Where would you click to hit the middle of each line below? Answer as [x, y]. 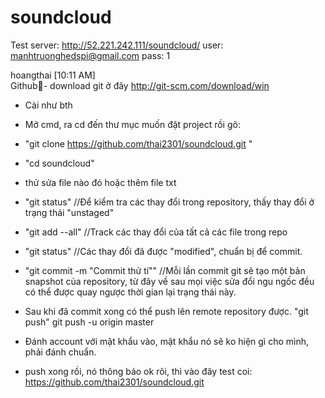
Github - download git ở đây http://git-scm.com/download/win [140, 85]
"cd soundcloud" [59, 163]
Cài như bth [48, 105]
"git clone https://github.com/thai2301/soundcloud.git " [138, 143]
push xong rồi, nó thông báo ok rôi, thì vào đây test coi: [138, 371]
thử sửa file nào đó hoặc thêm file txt [100, 182]
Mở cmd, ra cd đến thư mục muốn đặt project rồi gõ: [132, 124]
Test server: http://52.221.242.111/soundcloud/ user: [117, 45]
